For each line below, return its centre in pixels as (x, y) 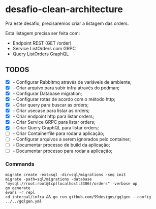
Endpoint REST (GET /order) (42, 43)
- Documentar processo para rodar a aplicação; (63, 151)
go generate (18, 188)
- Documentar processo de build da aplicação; (61, 145)
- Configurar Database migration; (47, 93)
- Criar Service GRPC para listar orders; (54, 122)
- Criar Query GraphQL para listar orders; (56, 128)
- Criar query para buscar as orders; (51, 105)
